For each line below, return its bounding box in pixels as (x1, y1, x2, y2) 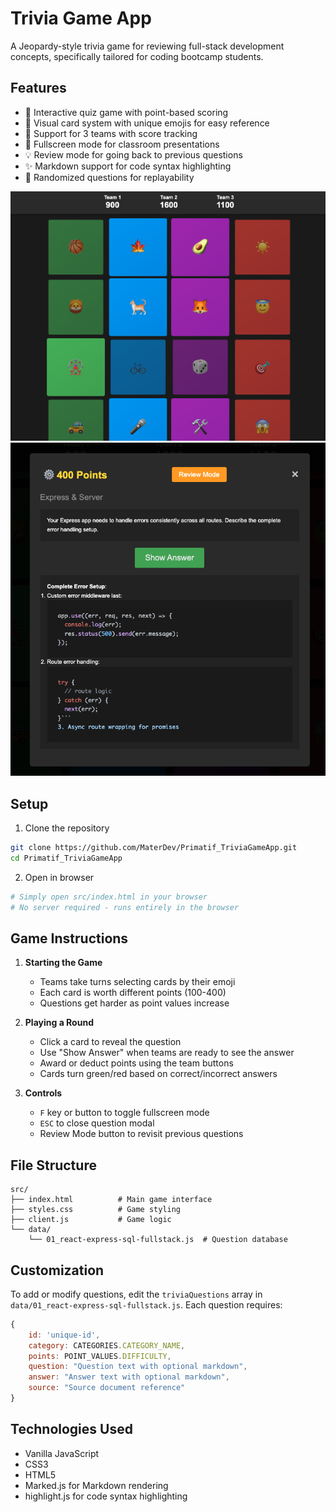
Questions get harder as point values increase (39, 997, 230, 1009)
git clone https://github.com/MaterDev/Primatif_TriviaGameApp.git (10, 843, 298, 853)
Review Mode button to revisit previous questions (39, 1128, 244, 1140)
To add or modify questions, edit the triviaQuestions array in (10, 1288, 263, 1300)
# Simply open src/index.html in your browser (10, 892, 208, 902)
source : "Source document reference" (28, 1383, 186, 1393)
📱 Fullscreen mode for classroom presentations (24, 138, 220, 150)
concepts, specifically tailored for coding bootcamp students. (10, 50, 264, 62)
